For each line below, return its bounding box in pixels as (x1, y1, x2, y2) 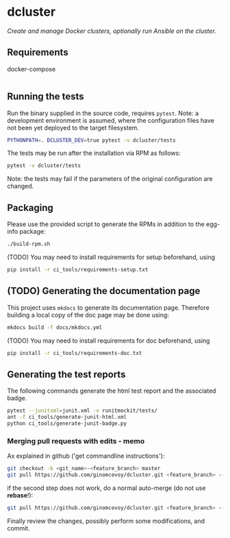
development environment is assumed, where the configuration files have (7, 116, 214, 124)
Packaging (7, 201, 53, 213)
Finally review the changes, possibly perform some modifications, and (7, 517, 205, 525)
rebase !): (7, 491, 34, 499)
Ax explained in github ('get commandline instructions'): (7, 452, 165, 460)
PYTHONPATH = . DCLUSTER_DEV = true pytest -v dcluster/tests (7, 136, 176, 144)
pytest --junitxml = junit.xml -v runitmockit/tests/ (7, 407, 157, 415)
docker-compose (7, 64, 56, 73)
